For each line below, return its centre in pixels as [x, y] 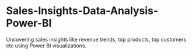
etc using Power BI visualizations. [46, 46]
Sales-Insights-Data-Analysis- [82, 11]
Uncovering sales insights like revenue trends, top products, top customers [96, 39]
